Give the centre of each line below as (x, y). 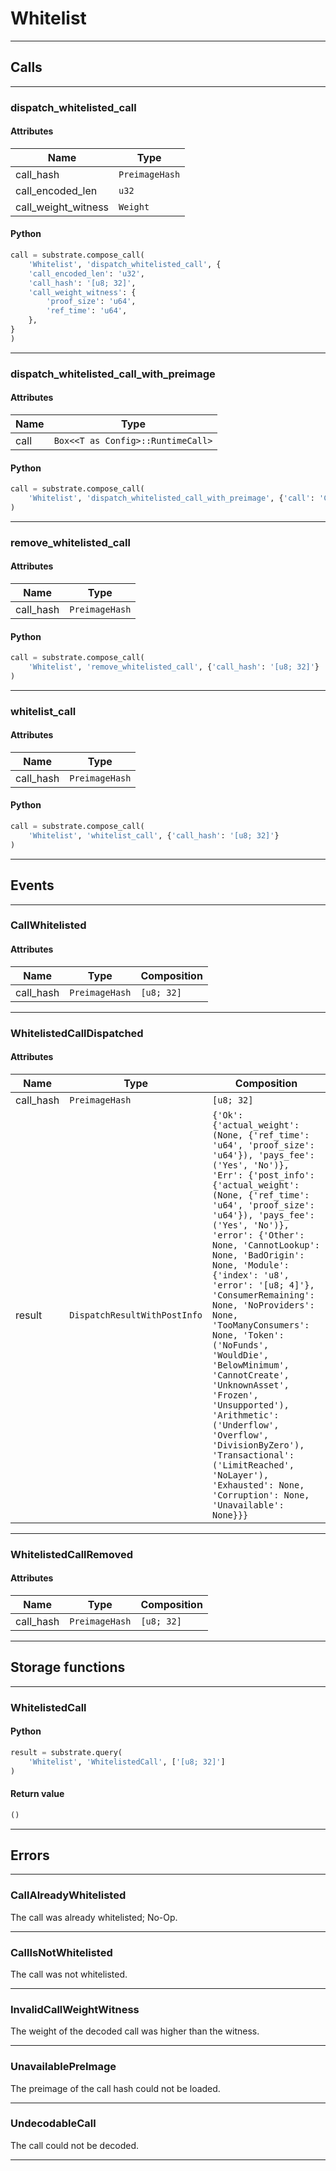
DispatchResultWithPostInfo (136, 1315)
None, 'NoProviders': (263, 1305)
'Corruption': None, (261, 1495)
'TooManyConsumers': (261, 1325)
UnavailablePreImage (63, 2067)
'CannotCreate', (251, 1375)
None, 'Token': (248, 1335)
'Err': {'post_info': (263, 1175)
